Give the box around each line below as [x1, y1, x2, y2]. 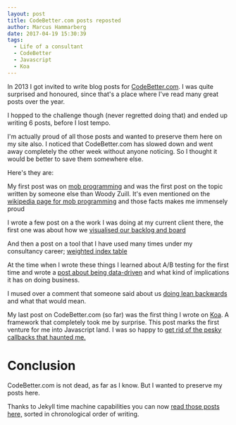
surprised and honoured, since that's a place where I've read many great [7, 90, 219, 98]
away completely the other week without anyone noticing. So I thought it [7, 147, 218, 155]
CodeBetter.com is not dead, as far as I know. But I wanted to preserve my [7, 381, 223, 389]
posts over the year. [7, 97, 66, 106]
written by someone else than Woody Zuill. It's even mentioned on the [7, 189, 210, 198]
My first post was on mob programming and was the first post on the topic [7, 181, 223, 191]
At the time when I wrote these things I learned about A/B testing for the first [7, 261, 229, 269]
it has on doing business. [7, 275, 80, 284]
